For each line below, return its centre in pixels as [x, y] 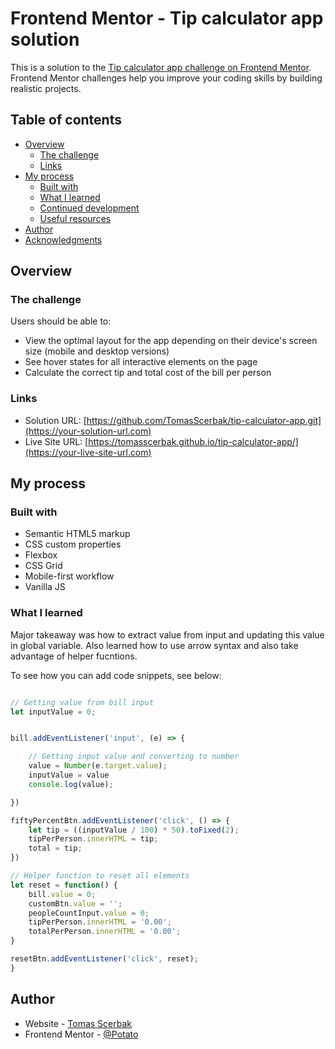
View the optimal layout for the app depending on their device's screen [171, 341]
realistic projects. [46, 88]
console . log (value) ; [71, 784]
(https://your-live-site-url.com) [88, 452]
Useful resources [75, 218]
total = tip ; [55, 848]
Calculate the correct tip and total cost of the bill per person [148, 373]
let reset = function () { [64, 885]
